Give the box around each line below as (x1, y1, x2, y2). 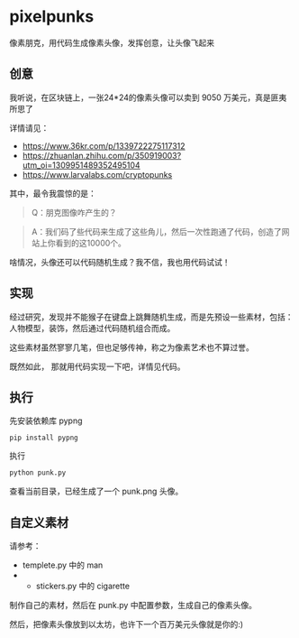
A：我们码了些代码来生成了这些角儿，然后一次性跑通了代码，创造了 (31, 226, 282, 236)
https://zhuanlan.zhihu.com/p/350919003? (22, 150, 182, 161)
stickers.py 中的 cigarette (35, 580, 131, 592)
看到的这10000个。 (55, 237, 126, 248)
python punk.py (9, 468, 67, 477)
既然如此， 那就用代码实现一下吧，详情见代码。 (9, 361, 186, 372)
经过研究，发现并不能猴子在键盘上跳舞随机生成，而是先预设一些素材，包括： (9, 311, 294, 322)
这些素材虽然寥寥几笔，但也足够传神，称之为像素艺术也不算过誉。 (9, 341, 254, 353)
